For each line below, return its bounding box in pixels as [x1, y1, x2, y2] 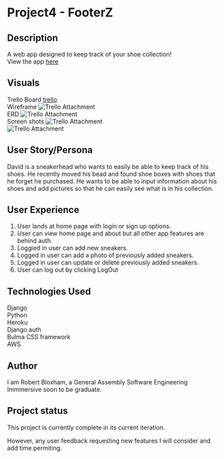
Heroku [7, 318, 28, 326]
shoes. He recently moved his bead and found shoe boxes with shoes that [7, 170, 216, 178]
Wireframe [7, 103, 38, 111]
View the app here [7, 57, 59, 66]
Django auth [7, 326, 42, 334]
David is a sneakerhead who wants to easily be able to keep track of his [7, 162, 209, 170]
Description [7, 32, 58, 44]
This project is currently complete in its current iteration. [7, 423, 165, 432]
